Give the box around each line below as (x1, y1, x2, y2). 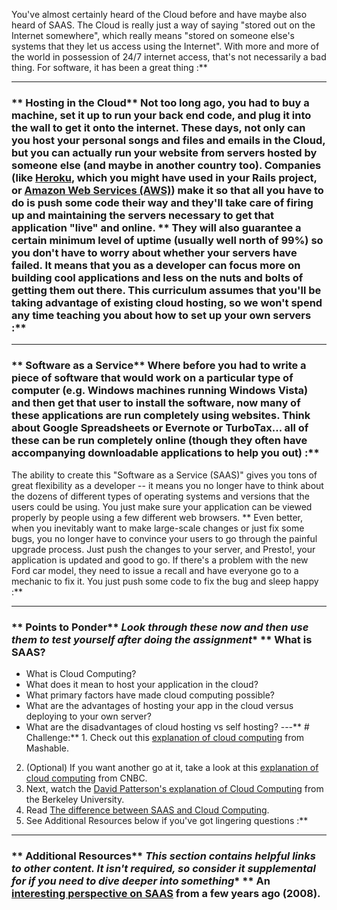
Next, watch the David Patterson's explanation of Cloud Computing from (25, 782, 324, 794)
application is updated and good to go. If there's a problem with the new (11, 554, 309, 566)
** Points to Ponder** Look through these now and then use (11, 620, 309, 634)
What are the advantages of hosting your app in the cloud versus (25, 699, 294, 711)
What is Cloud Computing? (25, 667, 137, 679)
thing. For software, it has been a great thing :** (11, 62, 208, 73)
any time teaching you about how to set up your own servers (11, 308, 312, 322)
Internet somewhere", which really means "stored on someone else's (11, 30, 296, 41)
